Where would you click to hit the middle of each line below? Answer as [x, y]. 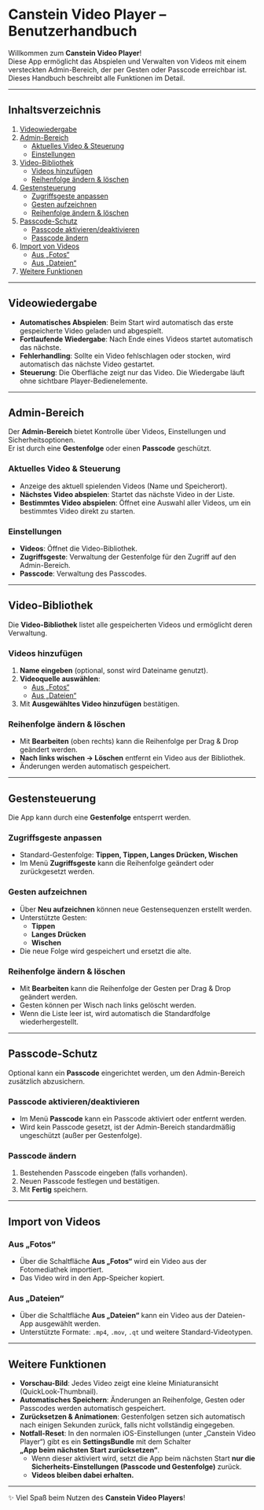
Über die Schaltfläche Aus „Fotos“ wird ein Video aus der [113, 1261]
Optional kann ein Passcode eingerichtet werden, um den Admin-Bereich [126, 1073]
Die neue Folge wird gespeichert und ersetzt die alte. [105, 951]
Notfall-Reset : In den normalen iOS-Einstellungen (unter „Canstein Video [137, 1434]
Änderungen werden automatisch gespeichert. [95, 766]
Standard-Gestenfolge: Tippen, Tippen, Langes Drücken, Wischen [128, 855]
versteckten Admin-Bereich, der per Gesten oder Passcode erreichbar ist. [128, 69]
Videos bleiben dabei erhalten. [82, 1475]
